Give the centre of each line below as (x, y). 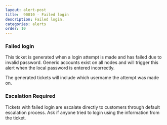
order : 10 (16, 29)
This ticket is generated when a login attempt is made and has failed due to (83, 57)
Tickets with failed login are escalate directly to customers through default (83, 107)
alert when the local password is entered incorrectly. (60, 68)
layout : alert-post (26, 10)
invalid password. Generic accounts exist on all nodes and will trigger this (82, 62)
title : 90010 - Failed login (37, 15)
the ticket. (16, 118)
